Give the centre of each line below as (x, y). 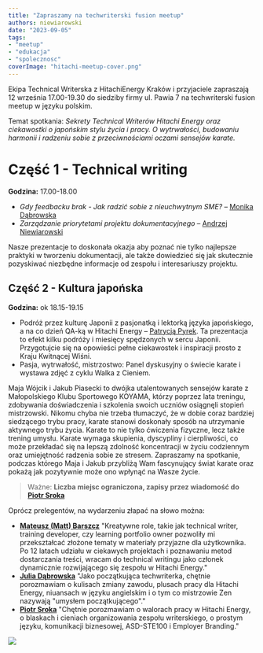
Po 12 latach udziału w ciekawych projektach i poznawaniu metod (126, 551)
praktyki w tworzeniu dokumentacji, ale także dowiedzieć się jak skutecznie (131, 255)
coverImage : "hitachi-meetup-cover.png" (75, 67)
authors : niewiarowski (45, 23)
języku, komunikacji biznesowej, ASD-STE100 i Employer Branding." (129, 625)
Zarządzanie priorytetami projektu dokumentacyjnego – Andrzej (123, 223)
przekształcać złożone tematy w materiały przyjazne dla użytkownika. (133, 542)
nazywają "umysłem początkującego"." (82, 601)
